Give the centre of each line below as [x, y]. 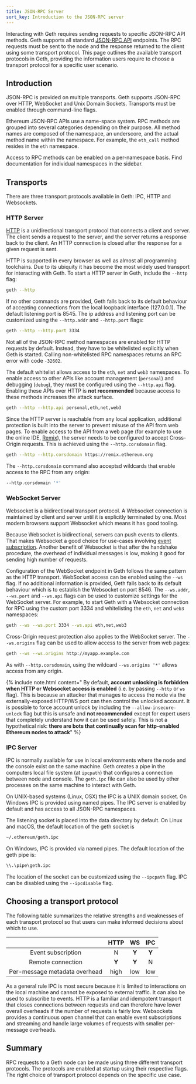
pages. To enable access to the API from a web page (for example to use [94, 431]
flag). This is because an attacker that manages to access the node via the [96, 695]
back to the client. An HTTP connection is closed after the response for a [94, 243]
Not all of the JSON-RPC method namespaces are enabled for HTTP [88, 342]
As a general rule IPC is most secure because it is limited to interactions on [96, 986]
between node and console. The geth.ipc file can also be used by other [93, 779]
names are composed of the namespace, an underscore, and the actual [92, 134]
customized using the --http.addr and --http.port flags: [75, 320]
